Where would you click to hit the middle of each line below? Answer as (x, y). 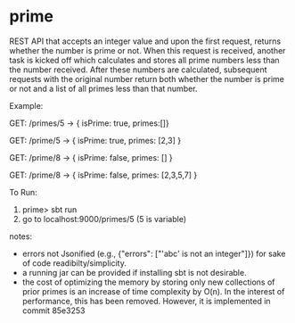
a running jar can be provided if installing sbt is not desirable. (134, 272)
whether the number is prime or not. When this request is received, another (147, 50)
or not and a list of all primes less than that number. (103, 88)
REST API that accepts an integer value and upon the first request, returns (145, 41)
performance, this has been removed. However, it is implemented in (146, 301)
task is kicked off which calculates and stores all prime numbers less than (144, 60)
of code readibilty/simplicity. (74, 263)
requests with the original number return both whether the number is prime (147, 79)
